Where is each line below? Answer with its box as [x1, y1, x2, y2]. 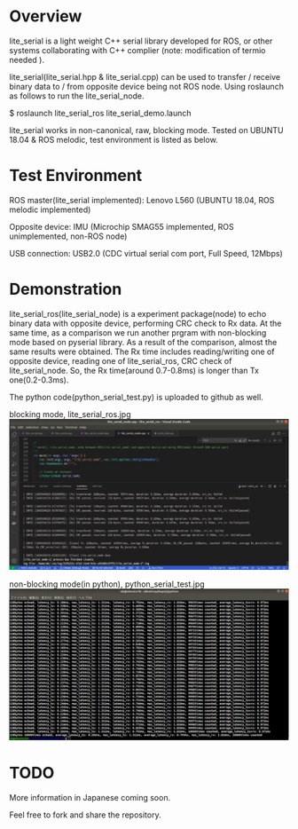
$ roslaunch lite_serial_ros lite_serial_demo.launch [9, 107, 192, 118]
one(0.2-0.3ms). [9, 375, 69, 385]
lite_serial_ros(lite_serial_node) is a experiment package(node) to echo [9, 308, 267, 319]
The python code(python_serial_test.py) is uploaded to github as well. [9, 391, 263, 402]
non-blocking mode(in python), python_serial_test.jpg [9, 579, 206, 589]
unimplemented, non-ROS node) [9, 231, 128, 241]
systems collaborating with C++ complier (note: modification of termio [9, 44, 266, 55]
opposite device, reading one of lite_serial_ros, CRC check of [9, 355, 232, 366]
